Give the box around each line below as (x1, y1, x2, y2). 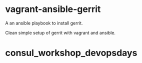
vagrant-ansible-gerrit (5, 3, 101, 15)
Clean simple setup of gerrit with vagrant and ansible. (5, 29, 116, 35)
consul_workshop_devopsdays (5, 47, 137, 58)
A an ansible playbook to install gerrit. (5, 20, 83, 26)
